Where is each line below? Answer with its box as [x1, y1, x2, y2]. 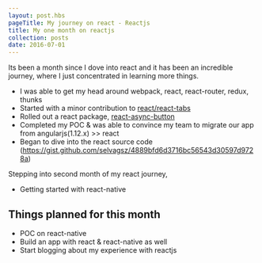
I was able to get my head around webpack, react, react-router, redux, [19, 86, 249, 96]
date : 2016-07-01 [8, 41, 66, 49]
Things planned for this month [8, 208, 161, 221]
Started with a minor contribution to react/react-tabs [19, 104, 192, 113]
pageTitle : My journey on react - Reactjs [8, 19, 150, 27]
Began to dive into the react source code [19, 137, 153, 147]
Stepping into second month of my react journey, [8, 170, 168, 179]
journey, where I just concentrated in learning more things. [8, 71, 199, 81]
